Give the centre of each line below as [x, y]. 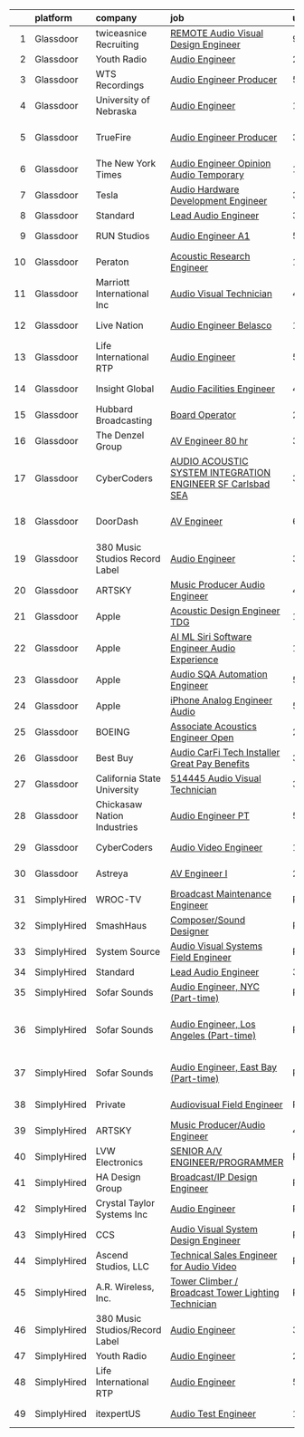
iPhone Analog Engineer [222, 700]
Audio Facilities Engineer [223, 389]
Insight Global [125, 389]
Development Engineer [219, 201]
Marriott [113, 282]
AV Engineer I [199, 873]
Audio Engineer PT [210, 816]
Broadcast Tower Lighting [225, 1292]
